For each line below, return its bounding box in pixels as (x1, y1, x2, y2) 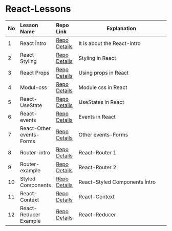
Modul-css (20, 84, 47, 91)
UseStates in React (78, 98, 124, 105)
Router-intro (20, 149, 50, 156)
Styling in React (78, 54, 116, 61)
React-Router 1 (78, 149, 117, 156)
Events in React (78, 113, 116, 120)
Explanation (106, 25, 137, 32)
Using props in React (78, 69, 129, 76)
